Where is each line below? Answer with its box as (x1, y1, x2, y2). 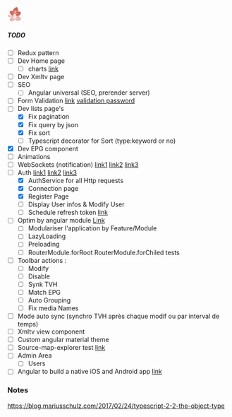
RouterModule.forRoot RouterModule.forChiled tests (28, 248, 180, 257)
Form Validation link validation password (17, 96, 135, 105)
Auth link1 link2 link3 (17, 168, 78, 177)
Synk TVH (28, 280, 58, 288)
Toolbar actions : (17, 256, 67, 264)
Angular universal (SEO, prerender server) (28, 88, 150, 97)
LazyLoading (28, 232, 66, 240)
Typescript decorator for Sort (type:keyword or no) (28, 136, 176, 145)
